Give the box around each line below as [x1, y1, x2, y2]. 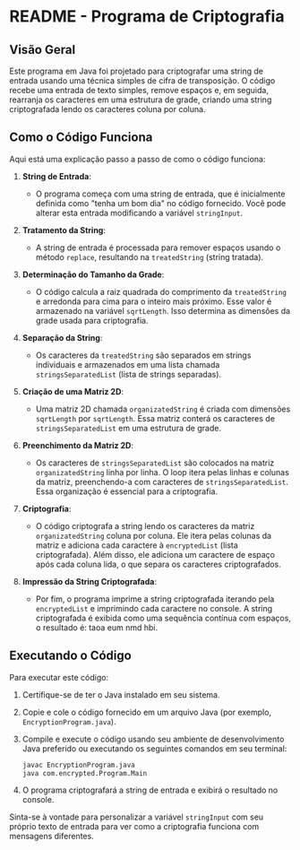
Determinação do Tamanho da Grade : [21, 269, 165, 280]
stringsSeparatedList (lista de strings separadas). [35, 369, 222, 379]
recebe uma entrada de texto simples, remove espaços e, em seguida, [9, 85, 269, 95]
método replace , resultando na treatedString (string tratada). [35, 251, 264, 262]
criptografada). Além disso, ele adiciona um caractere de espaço [35, 549, 276, 559]
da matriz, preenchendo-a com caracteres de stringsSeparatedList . [35, 476, 289, 487]
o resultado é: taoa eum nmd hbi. [35, 621, 159, 633]
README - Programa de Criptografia [9, 6, 285, 27]
